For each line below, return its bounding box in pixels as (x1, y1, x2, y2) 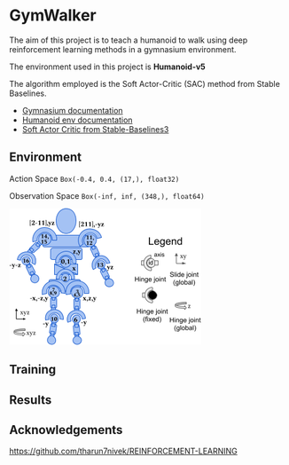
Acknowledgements (9, 422, 123, 437)
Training (9, 362, 57, 377)
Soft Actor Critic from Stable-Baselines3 (21, 123, 169, 134)
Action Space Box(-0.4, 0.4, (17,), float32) (9, 173, 180, 184)
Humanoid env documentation (21, 114, 133, 125)
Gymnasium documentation (21, 105, 123, 115)
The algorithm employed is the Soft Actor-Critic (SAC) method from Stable (9, 78, 281, 89)
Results (9, 392, 52, 407)
